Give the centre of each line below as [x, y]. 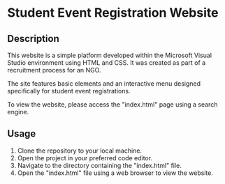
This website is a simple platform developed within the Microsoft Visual [109, 55]
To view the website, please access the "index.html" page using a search [112, 105]
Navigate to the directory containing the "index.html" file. [99, 165]
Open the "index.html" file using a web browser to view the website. [115, 173]
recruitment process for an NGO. [54, 70]
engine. [18, 112]
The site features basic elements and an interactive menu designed [104, 84]
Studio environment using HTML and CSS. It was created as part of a [107, 63]
